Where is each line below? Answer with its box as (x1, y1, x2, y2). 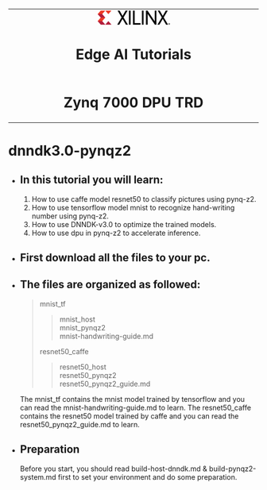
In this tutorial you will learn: (19, 173, 164, 187)
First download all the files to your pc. (19, 251, 211, 264)
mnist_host (59, 314, 95, 324)
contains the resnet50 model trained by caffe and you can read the (19, 411, 239, 421)
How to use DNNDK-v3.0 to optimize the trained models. (31, 219, 217, 229)
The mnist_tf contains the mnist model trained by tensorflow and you (19, 394, 245, 403)
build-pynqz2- (209, 464, 257, 473)
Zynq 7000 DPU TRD (63, 94, 204, 112)
